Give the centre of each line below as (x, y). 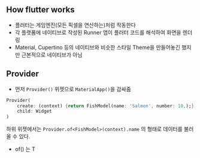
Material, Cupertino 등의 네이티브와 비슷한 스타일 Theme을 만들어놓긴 (98, 47)
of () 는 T (25, 149)
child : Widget (34, 111)
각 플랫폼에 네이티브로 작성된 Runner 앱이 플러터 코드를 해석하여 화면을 (98, 32)
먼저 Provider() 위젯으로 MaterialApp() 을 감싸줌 (73, 89)
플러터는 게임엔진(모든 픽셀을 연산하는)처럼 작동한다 (75, 25)
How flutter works (40, 10)
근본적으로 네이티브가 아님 (52, 55)
